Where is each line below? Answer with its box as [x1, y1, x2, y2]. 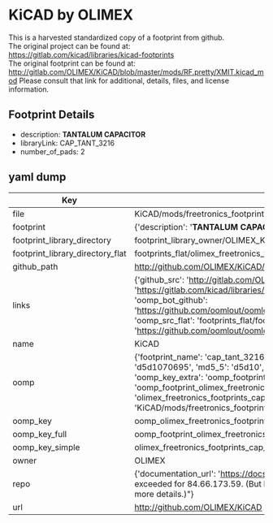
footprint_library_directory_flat [12, 248, 127, 259]
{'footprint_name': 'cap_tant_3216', [133, 351, 270, 362]
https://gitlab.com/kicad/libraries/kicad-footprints [8, 50, 175, 59]
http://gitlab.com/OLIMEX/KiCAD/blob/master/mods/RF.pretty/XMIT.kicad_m [8, 67, 264, 76]
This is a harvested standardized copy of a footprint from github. [8, 32, 225, 42]
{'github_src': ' [133, 274, 189, 285]
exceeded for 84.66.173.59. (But [133, 478, 262, 489]
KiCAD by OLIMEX [8, 6, 134, 24]
